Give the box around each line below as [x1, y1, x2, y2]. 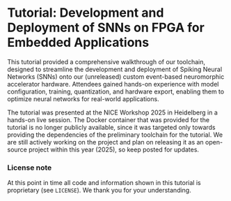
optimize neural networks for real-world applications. [7, 94, 159, 103]
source [7, 145, 28, 154]
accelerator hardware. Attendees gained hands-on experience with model [7, 80, 219, 88]
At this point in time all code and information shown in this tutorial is [7, 179, 201, 187]
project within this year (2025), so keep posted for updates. [29, 145, 200, 154]
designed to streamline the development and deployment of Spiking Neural [7, 65, 223, 73]
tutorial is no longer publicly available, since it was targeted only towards [7, 123, 216, 131]
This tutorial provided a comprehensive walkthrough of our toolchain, [7, 57, 205, 66]
